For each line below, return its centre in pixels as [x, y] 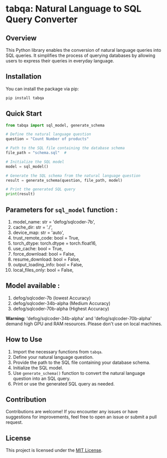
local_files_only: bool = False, [43, 270]
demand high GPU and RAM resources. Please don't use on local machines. [84, 324]
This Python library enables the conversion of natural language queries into [83, 50]
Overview [21, 38]
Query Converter [42, 19]
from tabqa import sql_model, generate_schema [55, 125]
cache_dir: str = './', [33, 227]
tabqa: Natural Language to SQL [74, 9]
